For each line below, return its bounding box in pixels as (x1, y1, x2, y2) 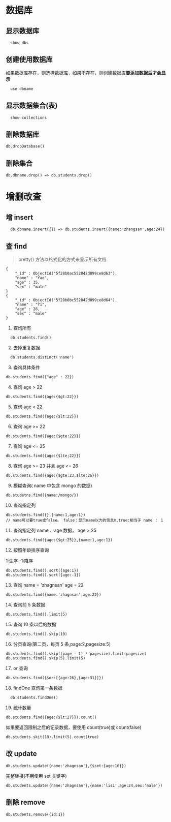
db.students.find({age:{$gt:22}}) (6, 394, 79, 400)
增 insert (6, 213, 33, 222)
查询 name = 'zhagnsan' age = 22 (13, 582, 84, 588)
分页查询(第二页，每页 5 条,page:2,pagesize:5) (13, 641, 111, 647)
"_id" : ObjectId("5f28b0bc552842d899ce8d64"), (15, 298, 117, 303)
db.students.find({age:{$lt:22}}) (6, 414, 79, 419)
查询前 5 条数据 (13, 602, 45, 608)
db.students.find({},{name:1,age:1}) (6, 512, 86, 517)
